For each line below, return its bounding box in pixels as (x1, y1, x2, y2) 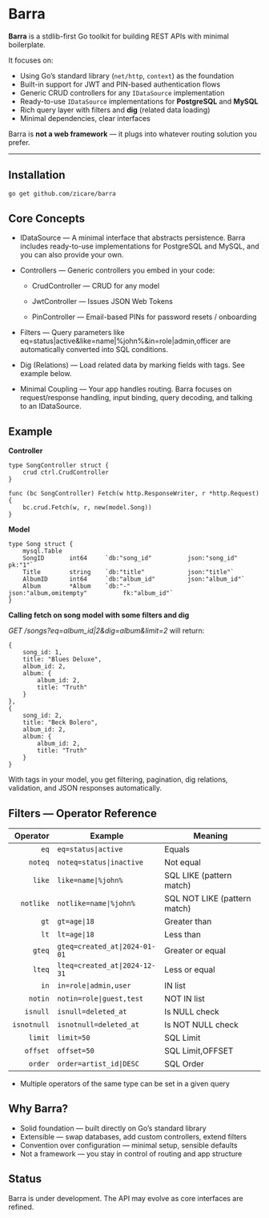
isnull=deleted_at (57, 1007, 127, 1017)
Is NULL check (163, 1006, 220, 1018)
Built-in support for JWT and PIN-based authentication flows (19, 79, 221, 89)
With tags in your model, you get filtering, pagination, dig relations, (8, 775, 228, 784)
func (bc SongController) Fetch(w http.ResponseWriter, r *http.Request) (8, 490, 260, 498)
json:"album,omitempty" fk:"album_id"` (8, 589, 174, 597)
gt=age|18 (57, 917, 94, 926)
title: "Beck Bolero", (22, 718, 98, 726)
